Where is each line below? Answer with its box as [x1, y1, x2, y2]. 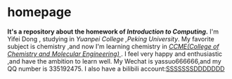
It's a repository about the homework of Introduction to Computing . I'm [7, 27, 219, 36]
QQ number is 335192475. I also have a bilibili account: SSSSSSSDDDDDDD [7, 64, 225, 73]
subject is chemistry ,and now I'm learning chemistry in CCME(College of [7, 42, 219, 50]
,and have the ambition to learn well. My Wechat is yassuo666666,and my [7, 57, 221, 65]
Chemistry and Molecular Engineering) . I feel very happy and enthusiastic [7, 50, 223, 58]
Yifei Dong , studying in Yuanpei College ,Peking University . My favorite [7, 34, 214, 43]
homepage [7, 4, 72, 20]
